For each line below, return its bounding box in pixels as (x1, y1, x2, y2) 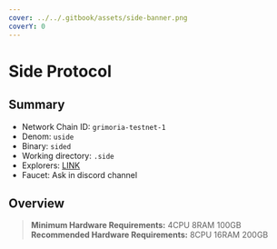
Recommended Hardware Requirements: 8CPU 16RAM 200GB (30, 229, 269, 241)
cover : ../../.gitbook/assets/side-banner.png (8, 13, 188, 23)
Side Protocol (8, 61, 113, 82)
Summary (8, 97, 65, 113)
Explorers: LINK (21, 160, 81, 171)
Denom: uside (21, 131, 74, 142)
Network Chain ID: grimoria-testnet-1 (21, 121, 166, 132)
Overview (8, 195, 65, 211)
